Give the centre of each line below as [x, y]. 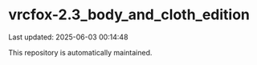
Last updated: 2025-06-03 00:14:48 [68, 37]
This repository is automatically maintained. [80, 52]
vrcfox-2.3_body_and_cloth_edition [129, 15]
